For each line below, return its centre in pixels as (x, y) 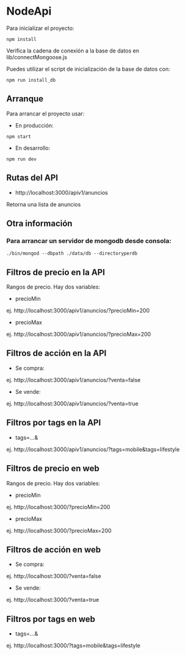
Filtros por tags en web (51, 619)
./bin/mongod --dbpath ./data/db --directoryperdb (72, 254)
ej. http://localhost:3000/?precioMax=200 (59, 530)
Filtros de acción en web (54, 550)
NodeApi (29, 11)
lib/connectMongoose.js (37, 57)
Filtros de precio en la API (56, 272)
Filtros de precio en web (53, 469)
